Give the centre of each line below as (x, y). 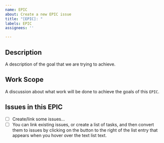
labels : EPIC (18, 23)
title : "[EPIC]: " (24, 19)
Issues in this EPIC (34, 107)
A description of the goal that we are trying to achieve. (60, 64)
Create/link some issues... (38, 119)
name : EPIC (16, 10)
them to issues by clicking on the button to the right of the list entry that (85, 130)
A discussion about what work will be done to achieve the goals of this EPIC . (82, 91)
